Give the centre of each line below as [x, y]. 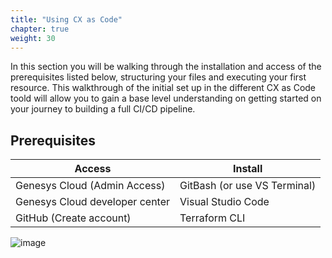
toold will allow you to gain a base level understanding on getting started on [166, 98]
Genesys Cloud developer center [93, 202]
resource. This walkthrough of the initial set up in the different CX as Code [163, 88]
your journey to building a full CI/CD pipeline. [103, 109]
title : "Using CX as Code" [66, 19]
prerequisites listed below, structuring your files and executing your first [158, 77]
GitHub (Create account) [73, 218]
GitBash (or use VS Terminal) [248, 186]
